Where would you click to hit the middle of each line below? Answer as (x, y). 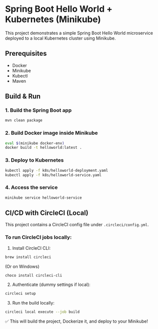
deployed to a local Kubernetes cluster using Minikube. (60, 38)
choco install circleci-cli (34, 275)
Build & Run (23, 96)
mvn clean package (24, 120)
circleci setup (21, 294)
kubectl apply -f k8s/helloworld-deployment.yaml (57, 170)
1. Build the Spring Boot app (38, 110)
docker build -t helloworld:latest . (44, 148)
